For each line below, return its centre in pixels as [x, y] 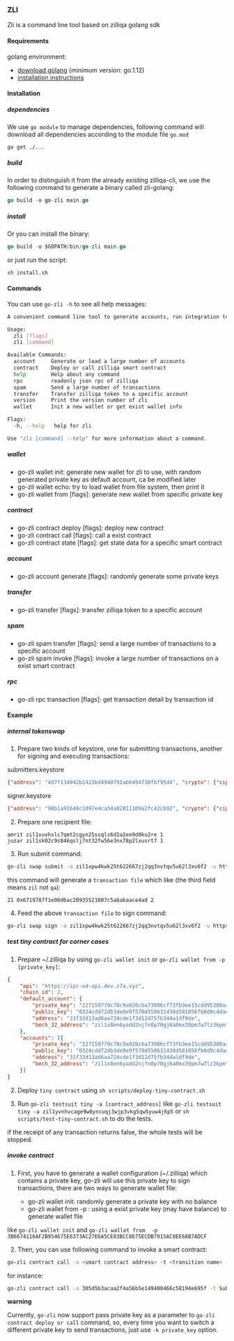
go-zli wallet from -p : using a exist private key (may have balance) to [127, 1208]
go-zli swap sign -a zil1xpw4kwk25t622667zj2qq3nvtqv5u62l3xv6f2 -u [109, 926]
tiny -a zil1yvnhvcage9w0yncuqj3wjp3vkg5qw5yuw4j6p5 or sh [103, 1111]
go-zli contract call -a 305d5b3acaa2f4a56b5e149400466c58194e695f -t [112, 1288]
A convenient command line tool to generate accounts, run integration [113, 317]
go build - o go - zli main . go [48, 200]
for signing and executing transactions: [73, 756]
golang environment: [37, 57]
